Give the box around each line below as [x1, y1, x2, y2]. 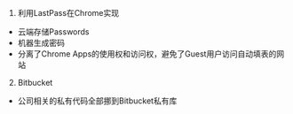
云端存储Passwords [17, 27, 90, 37]
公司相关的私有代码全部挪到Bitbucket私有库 [17, 95, 178, 106]
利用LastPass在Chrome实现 [17, 8, 120, 18]
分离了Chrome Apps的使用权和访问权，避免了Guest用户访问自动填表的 [17, 49, 277, 59]
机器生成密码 [17, 38, 65, 48]
